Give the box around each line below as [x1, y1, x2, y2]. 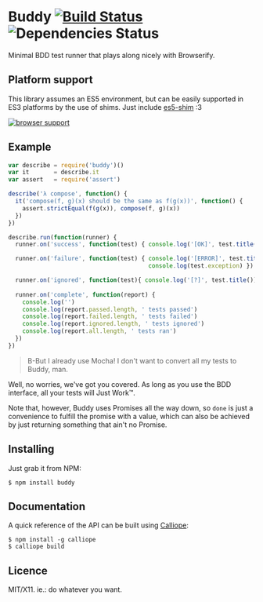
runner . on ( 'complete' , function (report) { [15, 290, 156, 298]
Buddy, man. [27, 364, 69, 374]
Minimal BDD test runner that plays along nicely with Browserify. [8, 50, 215, 60]
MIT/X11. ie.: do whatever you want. [8, 585, 123, 594]
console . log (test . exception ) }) [148, 262, 254, 270]
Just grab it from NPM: [8, 463, 82, 472]
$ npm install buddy [8, 479, 76, 487]
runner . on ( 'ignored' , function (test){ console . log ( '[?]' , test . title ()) [15, 276, 258, 284]
